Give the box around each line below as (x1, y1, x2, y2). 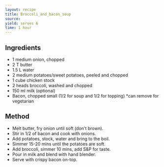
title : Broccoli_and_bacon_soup (5, 12, 71, 17)
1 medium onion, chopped (12, 56, 65, 62)
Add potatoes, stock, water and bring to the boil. (12, 136, 110, 142)
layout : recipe (5, 7, 36, 12)
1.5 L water (12, 67, 34, 72)
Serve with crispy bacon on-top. (12, 156, 77, 162)
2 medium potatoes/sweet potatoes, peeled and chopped (12, 72, 128, 78)
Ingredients (5, 44, 41, 52)
